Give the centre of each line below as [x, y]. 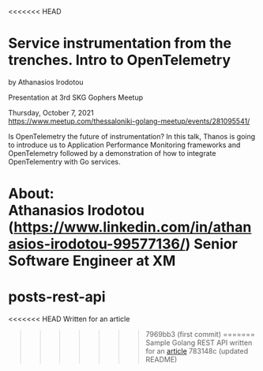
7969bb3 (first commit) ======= [200, 335]
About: [31, 194]
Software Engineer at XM [92, 261]
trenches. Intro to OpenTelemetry [120, 61]
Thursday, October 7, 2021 [51, 112]
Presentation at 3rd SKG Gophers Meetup [76, 97]
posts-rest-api [57, 297]
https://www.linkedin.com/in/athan [133, 227]
